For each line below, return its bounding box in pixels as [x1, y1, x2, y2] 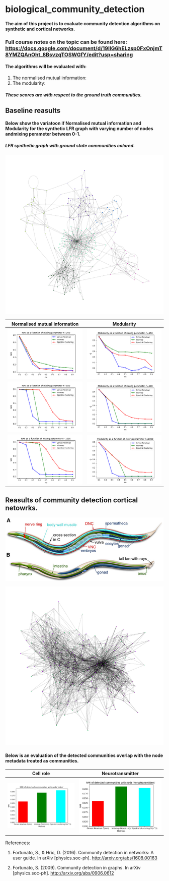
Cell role [32, 771, 50, 777]
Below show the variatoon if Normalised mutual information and [5, 120, 142, 127]
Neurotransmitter [101, 771, 139, 777]
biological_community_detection [5, 4, 145, 15]
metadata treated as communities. [5, 758, 79, 763]
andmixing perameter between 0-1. [5, 131, 80, 137]
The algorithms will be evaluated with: [5, 64, 87, 70]
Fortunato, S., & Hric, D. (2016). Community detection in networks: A [12, 849, 154, 855]
